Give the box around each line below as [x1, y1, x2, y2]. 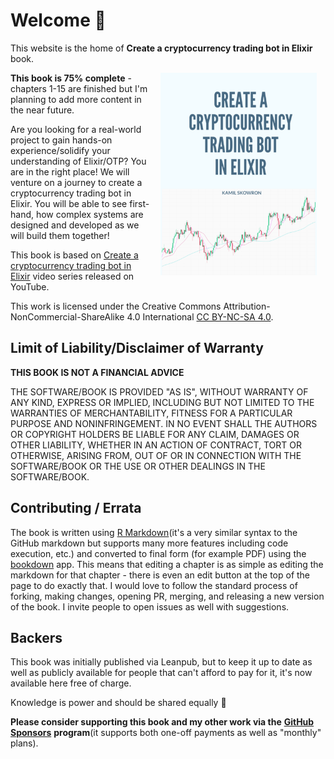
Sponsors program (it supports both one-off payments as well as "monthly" [10, 727, 322, 739]
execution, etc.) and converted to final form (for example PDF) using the [10, 547, 307, 559]
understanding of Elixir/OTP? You [10, 155, 147, 167]
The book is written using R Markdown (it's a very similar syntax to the [10, 526, 298, 538]
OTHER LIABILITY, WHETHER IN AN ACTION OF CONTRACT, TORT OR [10, 439, 302, 451]
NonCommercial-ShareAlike [10, 310, 125, 323]
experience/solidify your [10, 144, 111, 156]
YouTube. [10, 280, 50, 293]
